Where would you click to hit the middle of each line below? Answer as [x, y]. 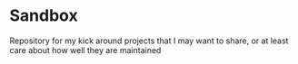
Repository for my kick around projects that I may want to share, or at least [149, 41]
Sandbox [44, 16]
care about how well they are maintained [85, 50]
